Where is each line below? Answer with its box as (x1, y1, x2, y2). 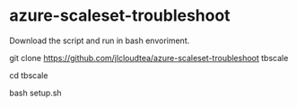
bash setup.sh (9, 87, 62, 98)
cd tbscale (9, 69, 48, 81)
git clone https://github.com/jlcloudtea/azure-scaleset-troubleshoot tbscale (9, 52, 289, 63)
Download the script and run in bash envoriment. (9, 35, 190, 46)
